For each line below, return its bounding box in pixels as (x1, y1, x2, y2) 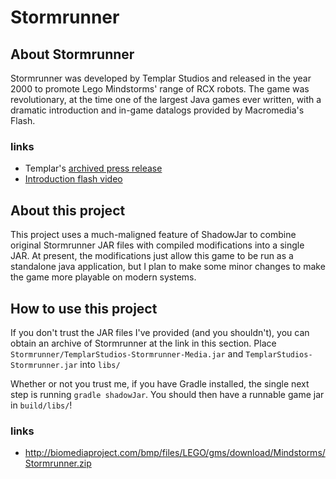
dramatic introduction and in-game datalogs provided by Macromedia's (10, 104, 305, 116)
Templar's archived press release (24, 162, 163, 175)
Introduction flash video (24, 173, 123, 185)
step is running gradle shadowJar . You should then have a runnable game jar (10, 388, 325, 400)
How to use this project (10, 300, 158, 317)
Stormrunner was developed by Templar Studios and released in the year (10, 72, 312, 84)
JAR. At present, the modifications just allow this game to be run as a (10, 250, 294, 262)
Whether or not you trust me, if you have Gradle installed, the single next (10, 377, 310, 390)
